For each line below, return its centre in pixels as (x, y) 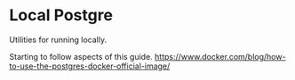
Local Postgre (61, 15)
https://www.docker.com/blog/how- (220, 56)
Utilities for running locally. (58, 40)
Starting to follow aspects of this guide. (81, 56)
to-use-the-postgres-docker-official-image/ (90, 66)
